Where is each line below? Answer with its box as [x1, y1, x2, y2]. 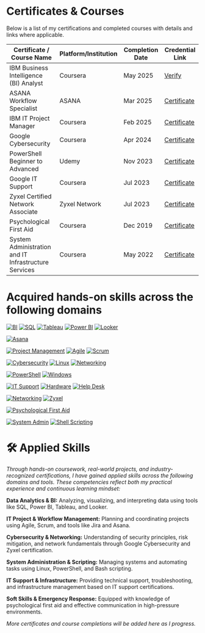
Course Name [11, 53, 52, 62]
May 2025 [123, 71, 154, 80]
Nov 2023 [123, 157, 153, 165]
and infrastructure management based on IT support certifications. [6, 583, 174, 590]
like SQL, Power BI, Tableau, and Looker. [6, 503, 108, 511]
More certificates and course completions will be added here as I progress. [6, 620, 196, 627]
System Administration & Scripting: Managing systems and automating [6, 558, 187, 566]
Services [9, 265, 35, 274]
